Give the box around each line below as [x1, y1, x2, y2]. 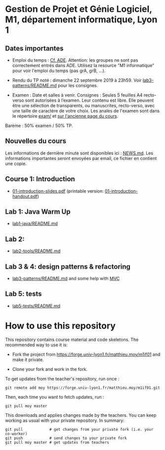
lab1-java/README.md [12, 221, 58, 227]
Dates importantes [5, 44, 64, 52]
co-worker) [5, 431, 28, 436]
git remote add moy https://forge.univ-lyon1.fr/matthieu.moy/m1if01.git [5, 385, 161, 390]
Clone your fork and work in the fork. [12, 366, 88, 372]
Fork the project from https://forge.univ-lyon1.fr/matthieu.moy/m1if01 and [12, 351, 161, 357]
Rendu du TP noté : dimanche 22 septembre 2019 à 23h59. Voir [12, 78, 142, 83]
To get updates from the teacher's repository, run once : [5, 375, 120, 381]
